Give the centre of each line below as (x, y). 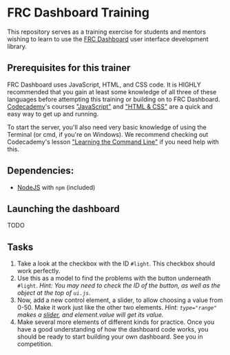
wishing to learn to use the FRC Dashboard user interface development (108, 39)
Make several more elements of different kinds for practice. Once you (116, 322)
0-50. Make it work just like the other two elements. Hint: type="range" (117, 308)
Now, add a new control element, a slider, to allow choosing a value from (120, 300)
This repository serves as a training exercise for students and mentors (107, 32)
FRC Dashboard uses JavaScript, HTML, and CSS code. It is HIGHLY (104, 85)
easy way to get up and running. (53, 114)
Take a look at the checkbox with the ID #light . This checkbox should (116, 263)
